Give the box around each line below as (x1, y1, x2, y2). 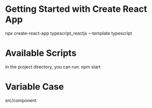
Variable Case (5, 81, 64, 92)
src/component (5, 97, 37, 103)
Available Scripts (5, 48, 77, 59)
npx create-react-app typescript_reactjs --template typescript (5, 30, 133, 36)
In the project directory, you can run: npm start (5, 64, 101, 70)
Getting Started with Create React (5, 3, 148, 15)
